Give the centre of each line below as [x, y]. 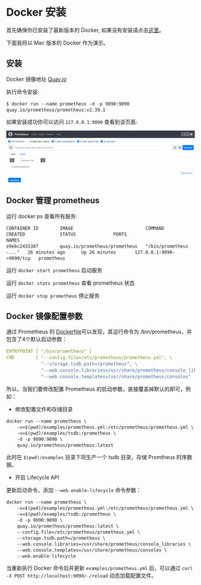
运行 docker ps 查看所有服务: [42, 216]
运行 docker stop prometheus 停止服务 [53, 295]
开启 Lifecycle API [37, 477]
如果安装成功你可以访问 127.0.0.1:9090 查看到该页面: [72, 122]
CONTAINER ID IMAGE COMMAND [85, 228]
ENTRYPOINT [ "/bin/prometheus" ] [49, 351]
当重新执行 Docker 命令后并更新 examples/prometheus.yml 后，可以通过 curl [100, 568]
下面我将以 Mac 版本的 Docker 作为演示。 [57, 43]
